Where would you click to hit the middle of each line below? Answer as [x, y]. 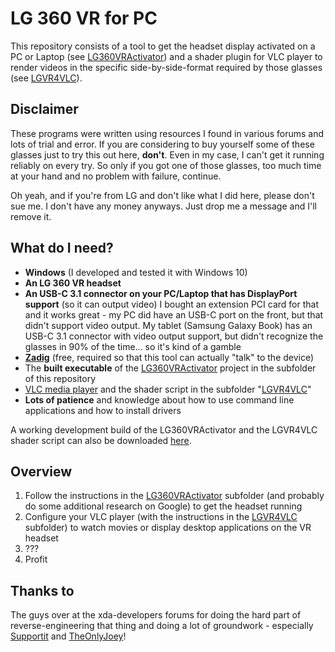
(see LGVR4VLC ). [46, 78]
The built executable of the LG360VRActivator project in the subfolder [170, 368]
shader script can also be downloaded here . [101, 440]
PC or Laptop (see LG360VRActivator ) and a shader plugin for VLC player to [166, 56]
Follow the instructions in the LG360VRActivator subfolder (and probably [174, 496]
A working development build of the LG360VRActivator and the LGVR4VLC [164, 429]
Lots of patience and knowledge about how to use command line [159, 399]
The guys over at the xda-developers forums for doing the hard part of [156, 615]
